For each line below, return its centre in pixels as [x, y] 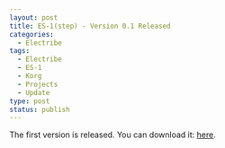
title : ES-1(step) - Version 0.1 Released [90, 26]
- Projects [38, 84]
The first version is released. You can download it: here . [112, 135]
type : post [30, 101]
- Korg [30, 76]
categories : [31, 34]
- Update [34, 92]
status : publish [40, 109]
